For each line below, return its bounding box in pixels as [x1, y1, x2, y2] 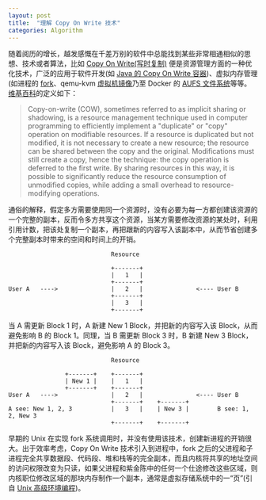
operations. [62, 189, 100, 198]
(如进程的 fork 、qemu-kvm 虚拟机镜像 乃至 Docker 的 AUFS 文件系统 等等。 [8, 78, 252, 88]
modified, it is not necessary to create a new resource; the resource [27, 138, 249, 147]
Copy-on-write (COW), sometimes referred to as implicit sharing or [27, 105, 247, 114]
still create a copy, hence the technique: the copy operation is [27, 155, 230, 165]
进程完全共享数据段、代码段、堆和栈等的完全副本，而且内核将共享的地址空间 [8, 453, 258, 464]
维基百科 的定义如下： [8, 89, 78, 98]
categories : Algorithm [8, 26, 83, 34]
